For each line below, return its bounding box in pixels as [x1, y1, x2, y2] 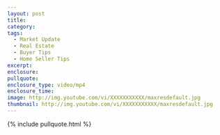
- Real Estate [13, 42, 54, 49]
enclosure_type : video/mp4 [7, 81, 86, 88]
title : [7, 17, 26, 24]
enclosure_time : [7, 88, 54, 95]
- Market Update [13, 36, 61, 43]
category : [7, 23, 36, 30]
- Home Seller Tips [13, 56, 70, 63]
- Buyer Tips [13, 49, 52, 56]
